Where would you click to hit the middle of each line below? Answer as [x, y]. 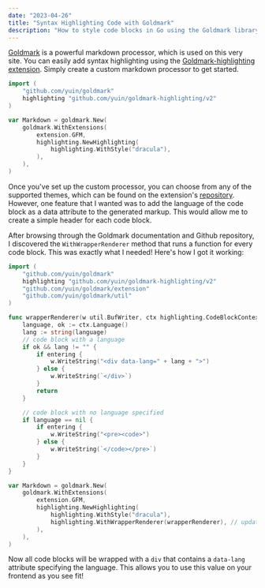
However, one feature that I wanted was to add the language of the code [126, 203]
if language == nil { [58, 420]
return [47, 391]
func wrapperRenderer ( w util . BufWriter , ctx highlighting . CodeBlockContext [135, 318]
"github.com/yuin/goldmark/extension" [86, 289]
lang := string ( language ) [65, 332]
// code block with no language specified [93, 412]
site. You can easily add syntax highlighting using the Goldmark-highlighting [132, 61]
